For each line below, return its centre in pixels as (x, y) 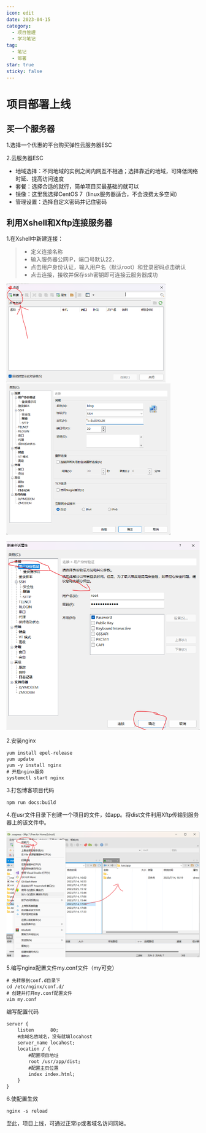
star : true (20, 64)
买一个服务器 (31, 129)
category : (19, 26)
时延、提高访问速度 (40, 179)
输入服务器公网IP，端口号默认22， (74, 259)
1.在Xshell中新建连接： (35, 239)
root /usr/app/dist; (55, 1061)
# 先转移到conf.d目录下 (33, 980)
